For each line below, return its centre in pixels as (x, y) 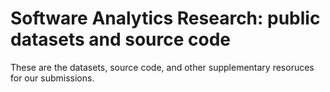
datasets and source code (121, 39)
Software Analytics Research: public (165, 18)
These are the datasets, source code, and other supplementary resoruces (162, 67)
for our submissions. (52, 78)
